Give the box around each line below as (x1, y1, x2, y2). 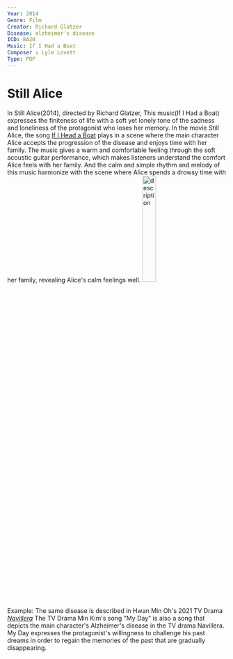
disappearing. (7, 643, 47, 652)
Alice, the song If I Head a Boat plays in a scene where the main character (7, 130, 219, 139)
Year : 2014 (7, 10, 39, 17)
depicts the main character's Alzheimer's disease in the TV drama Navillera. (7, 621, 225, 630)
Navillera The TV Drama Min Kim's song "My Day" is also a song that (7, 614, 205, 622)
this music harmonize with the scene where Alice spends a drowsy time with (7, 168, 227, 176)
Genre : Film (7, 17, 42, 24)
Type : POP (7, 56, 36, 63)
